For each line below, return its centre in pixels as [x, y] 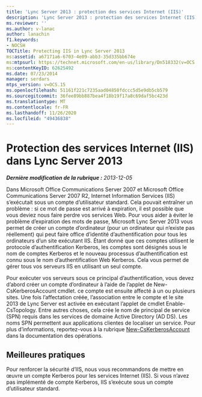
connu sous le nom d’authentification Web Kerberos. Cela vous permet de [98, 260]
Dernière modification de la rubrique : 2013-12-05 [69, 178]
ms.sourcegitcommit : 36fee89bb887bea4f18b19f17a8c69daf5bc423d [87, 96]
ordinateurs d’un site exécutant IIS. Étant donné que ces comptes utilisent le [100, 241]
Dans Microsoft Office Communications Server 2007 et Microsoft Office [95, 189]
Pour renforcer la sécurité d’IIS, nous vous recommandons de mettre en [95, 369]
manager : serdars [28, 79]
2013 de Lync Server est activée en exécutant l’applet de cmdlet [85, 304]
